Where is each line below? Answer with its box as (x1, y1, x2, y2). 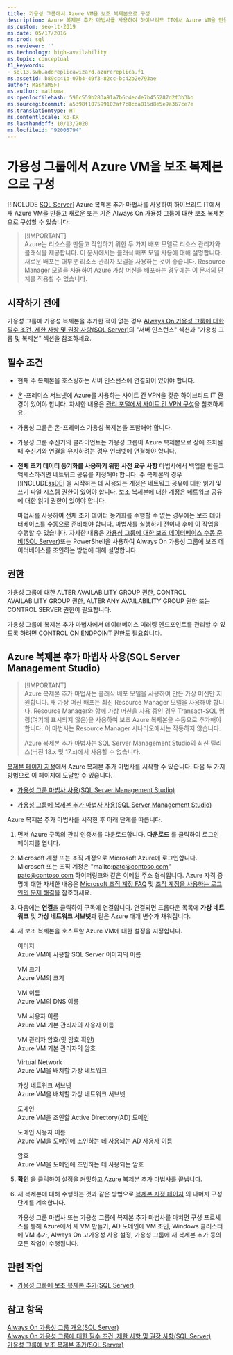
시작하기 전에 (7, 297, 60, 309)
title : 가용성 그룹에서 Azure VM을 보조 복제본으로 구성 (7, 10, 150, 17)
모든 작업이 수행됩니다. (17, 1239, 79, 1247)
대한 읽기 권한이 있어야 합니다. (24, 496, 106, 504)
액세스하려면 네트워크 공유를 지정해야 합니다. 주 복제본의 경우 (17, 470, 182, 479)
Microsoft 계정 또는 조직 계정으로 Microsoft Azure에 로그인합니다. (17, 853, 198, 862)
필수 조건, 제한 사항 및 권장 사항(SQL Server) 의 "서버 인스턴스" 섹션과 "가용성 (7, 326, 217, 334)
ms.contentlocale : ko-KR (7, 113, 79, 120)
